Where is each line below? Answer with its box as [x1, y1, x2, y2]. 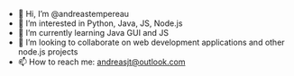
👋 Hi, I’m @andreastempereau [17, 9, 129, 19]
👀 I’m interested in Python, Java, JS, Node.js [17, 18, 183, 29]
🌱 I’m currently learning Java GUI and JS [17, 28, 170, 38]
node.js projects [17, 46, 78, 57]
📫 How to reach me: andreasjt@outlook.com [17, 56, 186, 67]
